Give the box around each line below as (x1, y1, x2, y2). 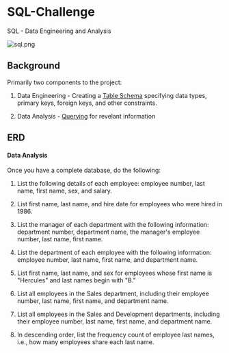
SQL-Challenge (7, 4, 96, 20)
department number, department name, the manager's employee (16, 228, 200, 236)
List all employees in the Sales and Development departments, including (16, 310, 220, 319)
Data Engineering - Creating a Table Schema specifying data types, (16, 91, 207, 99)
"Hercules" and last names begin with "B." (16, 276, 136, 284)
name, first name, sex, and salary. (16, 186, 113, 195)
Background (7, 60, 60, 72)
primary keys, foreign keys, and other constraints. (16, 99, 157, 107)
